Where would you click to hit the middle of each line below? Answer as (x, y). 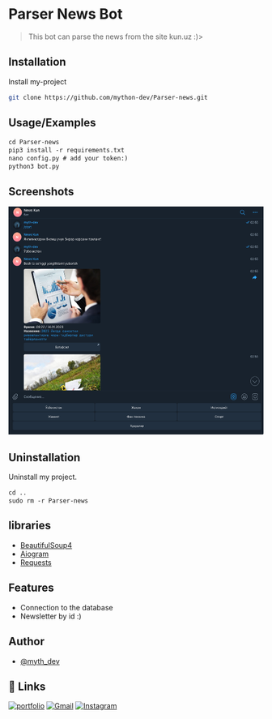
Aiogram (34, 554)
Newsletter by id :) (51, 616)
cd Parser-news (34, 143)
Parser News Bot (66, 14)
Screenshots (41, 191)
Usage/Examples (52, 123)
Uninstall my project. (43, 477)
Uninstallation (45, 458)
